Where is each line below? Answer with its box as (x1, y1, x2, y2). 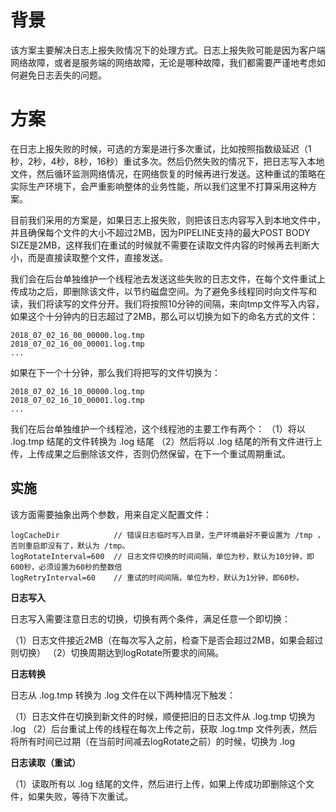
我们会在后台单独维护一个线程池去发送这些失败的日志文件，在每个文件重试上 (10, 272, 326, 285)
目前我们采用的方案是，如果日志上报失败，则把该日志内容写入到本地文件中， (10, 214, 326, 226)
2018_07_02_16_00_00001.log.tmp (10, 339, 145, 349)
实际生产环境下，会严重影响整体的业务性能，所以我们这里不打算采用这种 (10, 180, 308, 192)
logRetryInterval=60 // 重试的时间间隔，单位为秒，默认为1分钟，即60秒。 (10, 572, 305, 583)
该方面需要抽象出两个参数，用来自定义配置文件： (10, 508, 212, 520)
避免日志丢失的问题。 (18, 69, 107, 81)
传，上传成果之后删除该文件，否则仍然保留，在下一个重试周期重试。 (10, 447, 291, 460)
